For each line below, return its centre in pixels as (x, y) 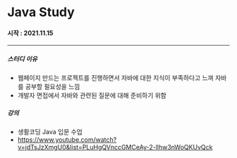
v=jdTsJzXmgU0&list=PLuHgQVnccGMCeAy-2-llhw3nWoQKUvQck (115, 147)
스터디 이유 (22, 59)
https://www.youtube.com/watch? (67, 140)
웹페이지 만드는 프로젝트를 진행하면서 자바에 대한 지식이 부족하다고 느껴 (115, 78)
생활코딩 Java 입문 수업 (50, 132)
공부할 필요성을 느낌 (53, 87)
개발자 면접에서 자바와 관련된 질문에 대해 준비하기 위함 (92, 96)
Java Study (41, 12)
